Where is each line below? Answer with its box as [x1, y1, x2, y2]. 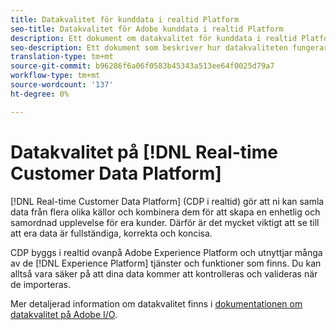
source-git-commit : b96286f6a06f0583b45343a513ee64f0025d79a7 [10, 61, 275, 71]
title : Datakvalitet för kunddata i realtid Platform [10, 14, 240, 25]
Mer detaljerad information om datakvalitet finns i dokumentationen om [10, 297, 303, 310]
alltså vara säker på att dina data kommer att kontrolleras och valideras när [10, 267, 318, 280]
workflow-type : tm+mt [10, 71, 101, 81]
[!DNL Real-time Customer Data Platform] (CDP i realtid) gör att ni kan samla [10, 195, 325, 207]
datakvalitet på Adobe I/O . [10, 308, 118, 320]
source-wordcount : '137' [10, 80, 114, 90]
